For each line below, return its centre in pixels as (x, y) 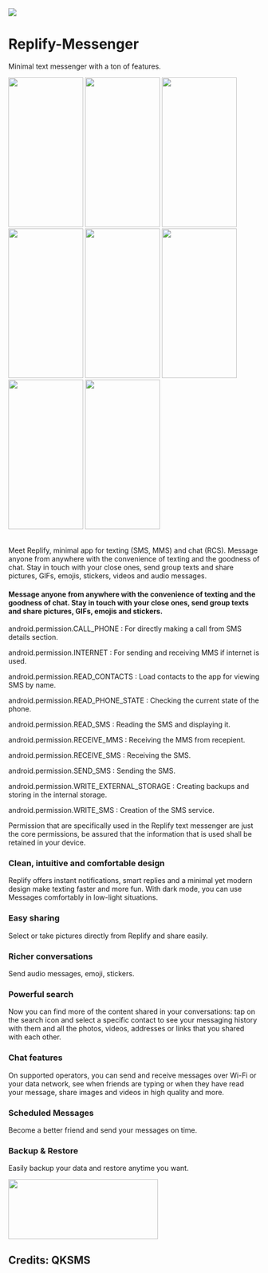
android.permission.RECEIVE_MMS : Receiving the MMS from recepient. (127, 740)
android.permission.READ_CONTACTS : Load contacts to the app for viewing (134, 676)
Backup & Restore (43, 1150)
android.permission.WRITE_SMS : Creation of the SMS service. (112, 810)
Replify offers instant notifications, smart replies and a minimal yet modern (130, 881)
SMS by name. (32, 685)
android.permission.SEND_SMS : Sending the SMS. (92, 771)
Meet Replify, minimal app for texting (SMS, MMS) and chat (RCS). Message (133, 550)
